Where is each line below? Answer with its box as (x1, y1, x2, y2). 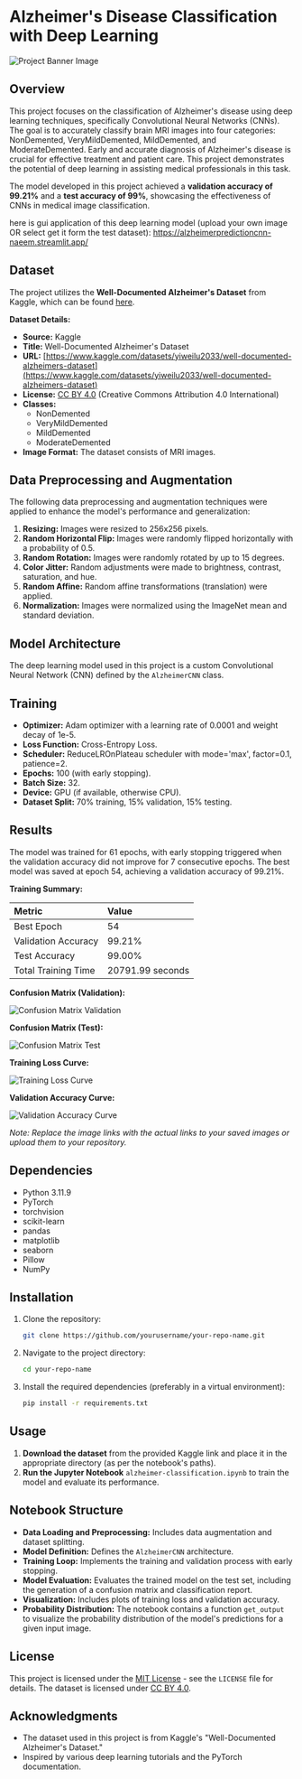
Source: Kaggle (22, 331, 81, 342)
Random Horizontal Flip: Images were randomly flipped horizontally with (22, 533, 294, 544)
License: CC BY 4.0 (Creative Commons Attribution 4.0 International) (22, 388, 279, 399)
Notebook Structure (9, 1503, 124, 1518)
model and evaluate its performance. (22, 1476, 160, 1487)
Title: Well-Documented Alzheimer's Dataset (22, 340, 189, 351)
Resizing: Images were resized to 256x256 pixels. (22, 524, 209, 535)
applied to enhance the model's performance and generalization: (9, 506, 251, 517)
